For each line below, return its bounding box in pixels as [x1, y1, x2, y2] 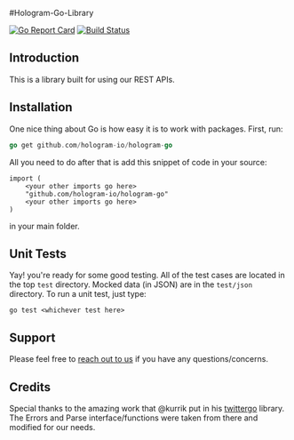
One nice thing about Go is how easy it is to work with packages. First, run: [9, 124, 283, 134]
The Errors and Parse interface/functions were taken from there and [9, 412, 258, 423]
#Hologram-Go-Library [9, 8, 94, 18]
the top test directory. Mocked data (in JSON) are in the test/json [9, 279, 253, 290]
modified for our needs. [9, 421, 96, 432]
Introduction [9, 51, 80, 66]
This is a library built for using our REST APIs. [9, 74, 175, 84]
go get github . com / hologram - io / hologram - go [9, 140, 173, 149]
